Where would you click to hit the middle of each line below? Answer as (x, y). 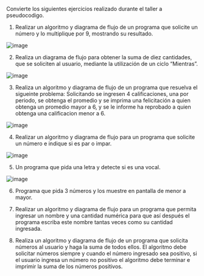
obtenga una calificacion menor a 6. (60, 113)
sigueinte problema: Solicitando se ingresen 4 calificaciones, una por (102, 94)
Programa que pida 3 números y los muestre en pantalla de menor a (100, 191)
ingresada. (28, 229)
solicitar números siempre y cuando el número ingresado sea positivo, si (106, 253)
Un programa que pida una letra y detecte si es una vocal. (88, 167)
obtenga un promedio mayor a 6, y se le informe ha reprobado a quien (103, 107)
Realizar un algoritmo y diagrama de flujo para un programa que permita (106, 209)
